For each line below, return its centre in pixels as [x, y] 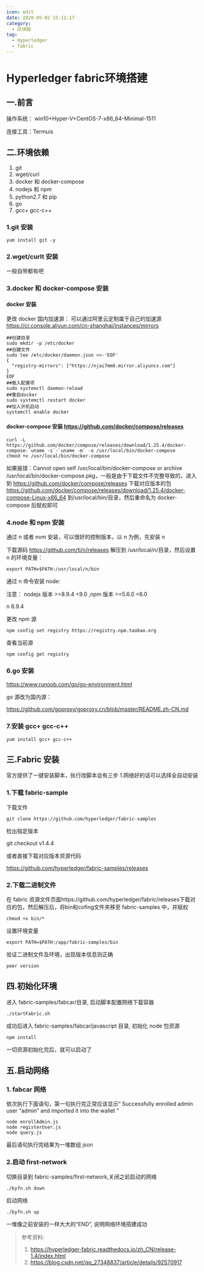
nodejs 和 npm [33, 189]
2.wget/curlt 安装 [32, 256]
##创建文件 [18, 350]
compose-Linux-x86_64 [36, 497]
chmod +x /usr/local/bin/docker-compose [58, 456]
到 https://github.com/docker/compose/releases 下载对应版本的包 [89, 483]
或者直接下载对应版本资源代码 [44, 856]
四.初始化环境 [32, 986]
